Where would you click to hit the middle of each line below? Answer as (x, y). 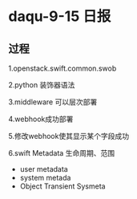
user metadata (44, 169)
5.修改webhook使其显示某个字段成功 (69, 136)
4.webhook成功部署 (41, 119)
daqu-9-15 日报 (60, 16)
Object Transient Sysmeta (62, 186)
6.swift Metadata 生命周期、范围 (61, 153)
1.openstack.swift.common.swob (62, 68)
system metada (45, 178)
